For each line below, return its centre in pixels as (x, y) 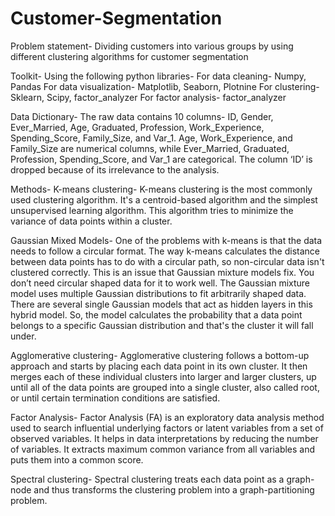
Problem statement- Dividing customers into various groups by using (152, 46)
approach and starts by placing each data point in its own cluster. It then (159, 366)
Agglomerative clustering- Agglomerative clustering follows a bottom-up (160, 355)
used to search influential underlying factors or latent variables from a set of (167, 428)
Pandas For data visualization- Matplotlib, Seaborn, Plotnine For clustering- (165, 86)
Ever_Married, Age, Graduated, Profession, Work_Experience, (137, 127)
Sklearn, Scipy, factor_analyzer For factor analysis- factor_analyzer (148, 97)
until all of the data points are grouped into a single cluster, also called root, (165, 387)
